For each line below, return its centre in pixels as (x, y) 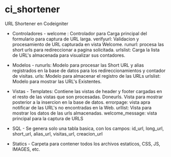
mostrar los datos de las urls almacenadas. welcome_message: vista (84, 113)
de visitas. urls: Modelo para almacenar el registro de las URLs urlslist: (86, 76)
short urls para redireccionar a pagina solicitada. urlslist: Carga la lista (86, 50)
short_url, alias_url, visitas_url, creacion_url (57, 133)
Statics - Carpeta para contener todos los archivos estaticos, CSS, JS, (86, 144)
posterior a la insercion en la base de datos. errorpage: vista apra (81, 102)
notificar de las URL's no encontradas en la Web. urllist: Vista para (82, 107)
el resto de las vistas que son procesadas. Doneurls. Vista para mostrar (88, 97)
